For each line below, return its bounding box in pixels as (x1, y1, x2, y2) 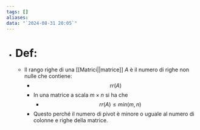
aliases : (6, 15, 29, 21)
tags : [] (6, 8, 29, 15)
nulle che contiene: (24, 73, 72, 80)
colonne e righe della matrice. (33, 117, 108, 124)
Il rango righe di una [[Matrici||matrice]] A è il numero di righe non (24, 66, 190, 73)
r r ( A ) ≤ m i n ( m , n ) (99, 101, 142, 108)
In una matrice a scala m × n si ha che (33, 91, 128, 99)
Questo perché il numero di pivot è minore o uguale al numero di (33, 110, 195, 118)
